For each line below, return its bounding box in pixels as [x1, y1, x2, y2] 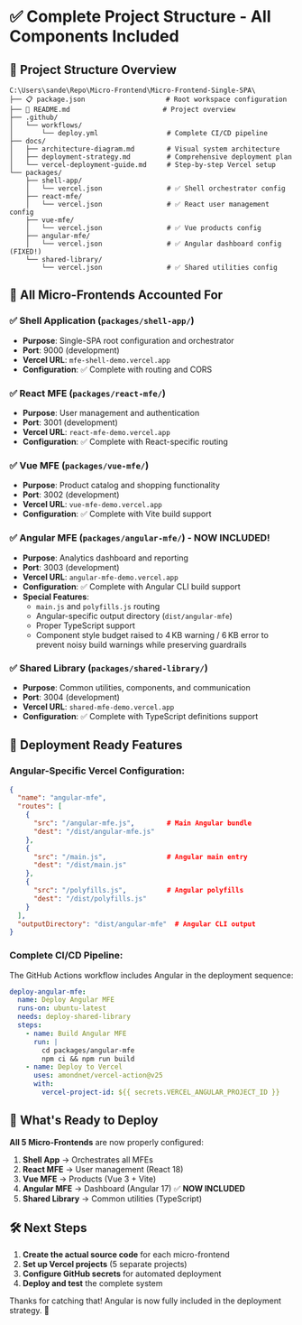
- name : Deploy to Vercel [25, 1062, 124, 1071]
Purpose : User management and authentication [22, 407, 200, 418]
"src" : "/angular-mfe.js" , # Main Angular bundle [32, 819, 252, 828]
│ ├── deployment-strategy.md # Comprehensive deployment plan [9, 153, 293, 162]
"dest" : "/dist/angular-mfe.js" [32, 827, 155, 836]
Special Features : [22, 591, 90, 602]
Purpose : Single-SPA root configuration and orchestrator [22, 335, 234, 346]
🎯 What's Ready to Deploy [9, 1113, 159, 1128]
